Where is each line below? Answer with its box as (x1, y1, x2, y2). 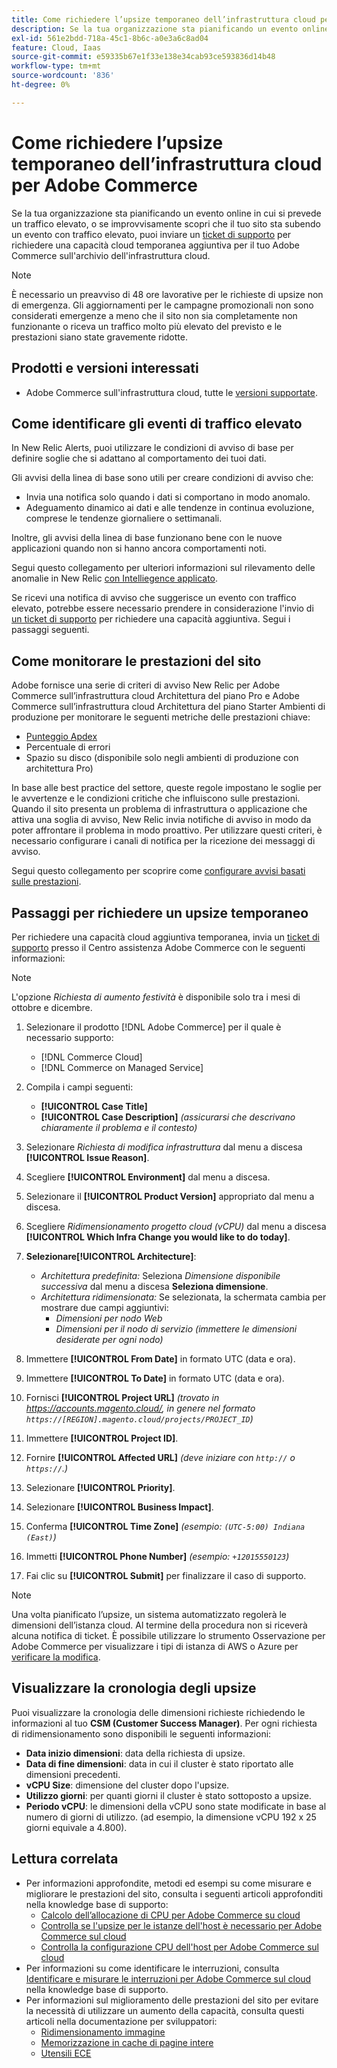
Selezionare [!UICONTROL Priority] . (25, 1481, 176, 1493)
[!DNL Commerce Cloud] (40, 1051, 143, 1063)
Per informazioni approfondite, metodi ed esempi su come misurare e (25, 1877, 312, 1889)
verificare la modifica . (11, 1651, 101, 1663)
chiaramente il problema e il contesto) (40, 1121, 198, 1133)
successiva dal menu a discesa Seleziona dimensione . (40, 1280, 269, 1292)
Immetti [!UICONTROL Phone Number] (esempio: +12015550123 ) (25, 1550, 290, 1562)
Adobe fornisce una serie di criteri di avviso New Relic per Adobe (11, 679, 281, 691)
